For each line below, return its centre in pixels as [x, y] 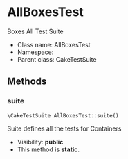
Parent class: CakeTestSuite [57, 59]
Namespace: [35, 52]
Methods [27, 82]
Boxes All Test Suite [35, 31]
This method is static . [48, 149]
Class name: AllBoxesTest [54, 44]
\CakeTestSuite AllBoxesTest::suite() [63, 115]
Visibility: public [40, 142]
